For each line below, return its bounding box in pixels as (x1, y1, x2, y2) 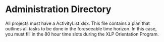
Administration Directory (5, 4, 112, 15)
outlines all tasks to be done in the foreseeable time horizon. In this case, (5, 25, 157, 31)
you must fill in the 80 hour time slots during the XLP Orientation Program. (5, 31, 159, 37)
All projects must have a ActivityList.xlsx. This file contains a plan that (5, 20, 150, 26)
